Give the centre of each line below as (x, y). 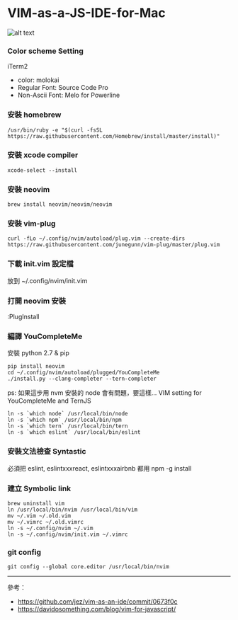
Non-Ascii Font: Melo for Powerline (69, 95)
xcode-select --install (42, 170)
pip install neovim (36, 367)
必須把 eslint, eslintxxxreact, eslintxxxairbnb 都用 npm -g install (100, 468)
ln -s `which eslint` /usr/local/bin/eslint (74, 432)
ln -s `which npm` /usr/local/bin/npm (64, 420)
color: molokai (38, 80)
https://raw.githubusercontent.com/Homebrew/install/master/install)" (114, 136)
